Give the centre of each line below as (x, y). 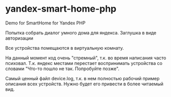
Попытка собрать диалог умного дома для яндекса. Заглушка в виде (81, 33)
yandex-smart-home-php (61, 9)
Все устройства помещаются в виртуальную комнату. (65, 48)
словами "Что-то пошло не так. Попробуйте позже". (63, 69)
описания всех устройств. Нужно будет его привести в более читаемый (84, 84)
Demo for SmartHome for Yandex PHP (45, 23)
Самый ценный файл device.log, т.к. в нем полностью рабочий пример (82, 78)
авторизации (19, 38)
